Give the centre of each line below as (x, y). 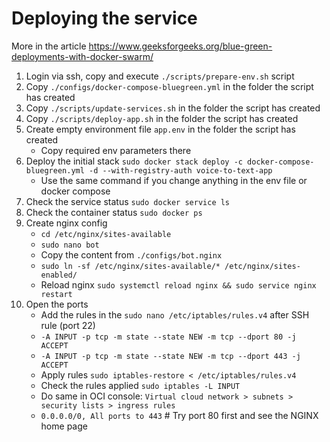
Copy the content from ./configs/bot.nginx (131, 254)
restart (56, 294)
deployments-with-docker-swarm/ (82, 56)
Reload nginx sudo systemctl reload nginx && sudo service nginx (178, 284)
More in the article (49, 46)
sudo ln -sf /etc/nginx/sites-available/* (130, 266)
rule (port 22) (68, 325)
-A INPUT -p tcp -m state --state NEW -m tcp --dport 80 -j (168, 337)
